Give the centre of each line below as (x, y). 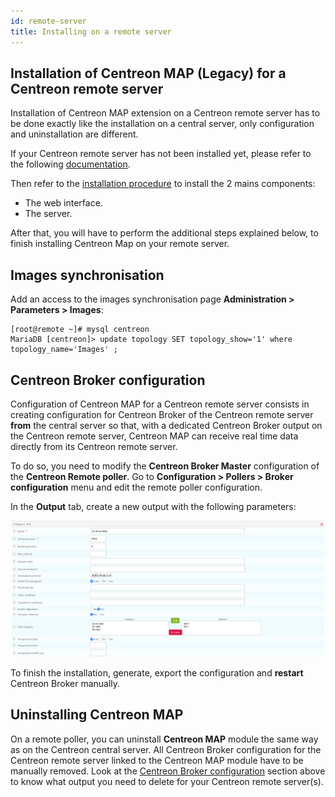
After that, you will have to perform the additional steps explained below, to (164, 233)
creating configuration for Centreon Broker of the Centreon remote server (162, 414)
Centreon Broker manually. (65, 683)
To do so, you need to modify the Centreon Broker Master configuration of (165, 466)
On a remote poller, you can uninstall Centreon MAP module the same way (164, 739)
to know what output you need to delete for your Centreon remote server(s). (167, 781)
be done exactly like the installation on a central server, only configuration (162, 124)
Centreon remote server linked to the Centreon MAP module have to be (157, 760)
